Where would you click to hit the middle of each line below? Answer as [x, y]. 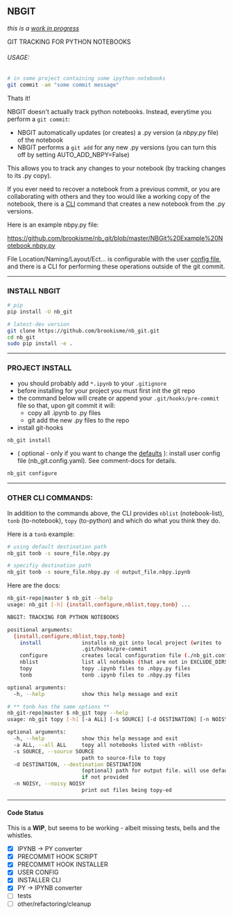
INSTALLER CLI [39, 880]
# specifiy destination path [49, 566]
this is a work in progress [43, 28]
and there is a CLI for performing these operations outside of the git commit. [116, 266]
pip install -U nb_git [40, 311]
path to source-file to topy [124, 758]
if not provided [105, 777]
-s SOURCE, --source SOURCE [54, 751]
